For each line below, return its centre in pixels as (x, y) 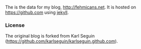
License (15, 25)
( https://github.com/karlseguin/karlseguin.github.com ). (62, 41)
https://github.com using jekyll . (37, 12)
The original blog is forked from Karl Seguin (50, 36)
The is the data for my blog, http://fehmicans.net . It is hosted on (70, 7)
